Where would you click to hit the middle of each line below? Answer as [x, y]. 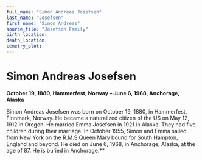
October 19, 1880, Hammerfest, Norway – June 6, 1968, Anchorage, [93, 93]
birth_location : [27, 35]
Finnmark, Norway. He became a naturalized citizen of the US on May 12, [98, 118]
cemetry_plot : [24, 46]
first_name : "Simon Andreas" [43, 23]
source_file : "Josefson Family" [47, 29]
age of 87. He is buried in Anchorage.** [56, 150]
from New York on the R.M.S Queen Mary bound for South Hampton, [92, 137]
